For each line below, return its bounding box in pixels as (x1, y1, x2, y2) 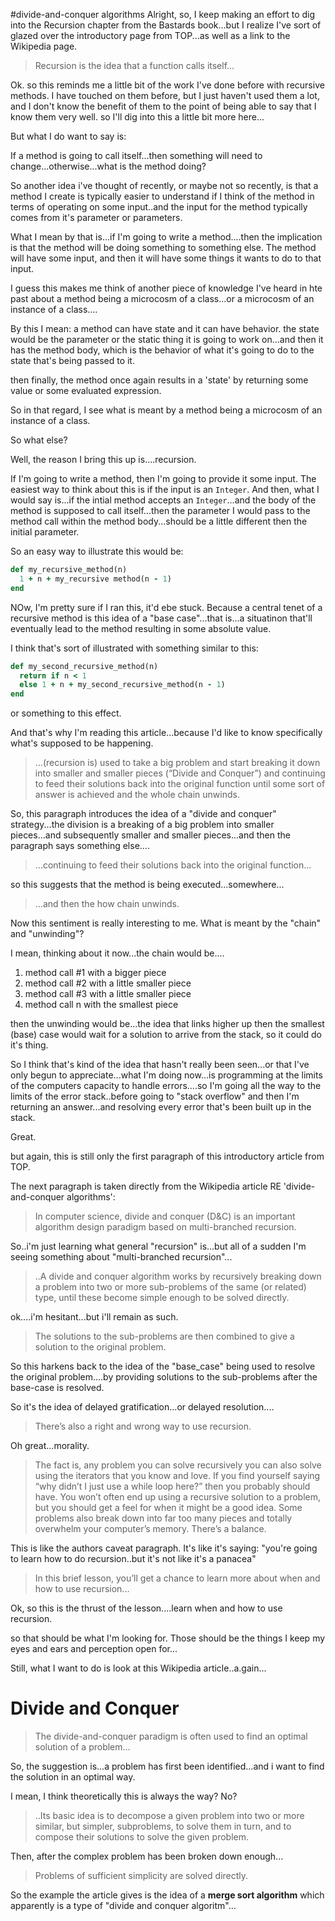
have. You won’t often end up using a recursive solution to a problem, (34, 1491, 322, 1503)
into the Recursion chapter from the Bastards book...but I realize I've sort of (10, 19, 322, 31)
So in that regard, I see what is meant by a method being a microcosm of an (10, 404, 323, 416)
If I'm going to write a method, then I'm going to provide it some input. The (10, 473, 317, 484)
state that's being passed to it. (10, 355, 135, 366)
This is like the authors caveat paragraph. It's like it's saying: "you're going (10, 1542, 318, 1554)
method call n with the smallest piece (24, 999, 179, 1011)
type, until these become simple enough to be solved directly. (34, 1292, 290, 1304)
